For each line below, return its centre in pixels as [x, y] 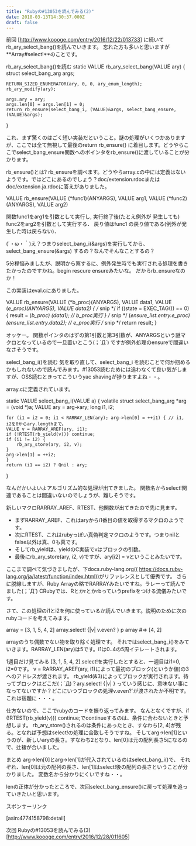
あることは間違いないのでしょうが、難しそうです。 [78, 496]
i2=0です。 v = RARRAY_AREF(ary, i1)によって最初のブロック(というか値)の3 [97, 669]
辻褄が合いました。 [39, 747]
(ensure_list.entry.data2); [37, 323]
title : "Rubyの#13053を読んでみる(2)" [50, 11]
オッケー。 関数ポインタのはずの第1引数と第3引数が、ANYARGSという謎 [93, 335]
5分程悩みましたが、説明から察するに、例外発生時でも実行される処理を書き [97, 263]
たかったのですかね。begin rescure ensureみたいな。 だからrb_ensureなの [96, 271]
